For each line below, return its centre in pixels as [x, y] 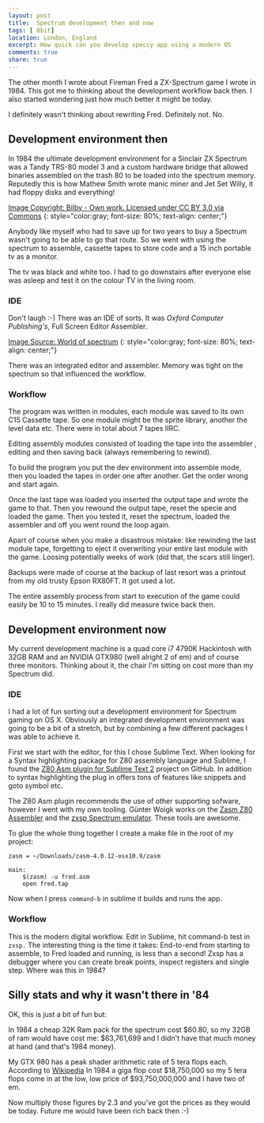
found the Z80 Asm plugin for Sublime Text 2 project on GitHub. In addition [130, 769]
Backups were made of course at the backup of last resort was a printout [127, 573]
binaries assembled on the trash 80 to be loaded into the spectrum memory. [132, 175]
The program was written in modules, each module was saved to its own [126, 412]
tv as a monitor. [34, 256]
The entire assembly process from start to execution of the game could [124, 596]
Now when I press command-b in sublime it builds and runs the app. [115, 899]
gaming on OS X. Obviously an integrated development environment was [126, 720]
